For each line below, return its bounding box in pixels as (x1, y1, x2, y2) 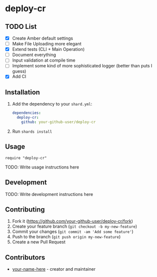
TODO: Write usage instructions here (5, 164, 79, 170)
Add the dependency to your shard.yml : (12, 101, 92, 107)
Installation (5, 88, 40, 96)
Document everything (12, 52, 56, 58)
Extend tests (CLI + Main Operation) (12, 46, 85, 52)
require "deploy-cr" (5, 155, 47, 160)
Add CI (12, 74, 26, 80)
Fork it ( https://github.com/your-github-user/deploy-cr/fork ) (12, 218, 134, 224)
